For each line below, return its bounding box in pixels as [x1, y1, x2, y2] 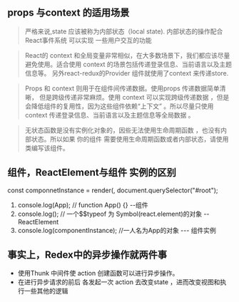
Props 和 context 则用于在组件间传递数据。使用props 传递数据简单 [24, 84, 220, 93]
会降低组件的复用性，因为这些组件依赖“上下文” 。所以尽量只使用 [24, 102, 214, 110]
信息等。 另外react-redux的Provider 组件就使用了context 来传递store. [24, 68, 229, 77]
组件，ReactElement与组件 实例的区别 [7, 167, 176, 179]
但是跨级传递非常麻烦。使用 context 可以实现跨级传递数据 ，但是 [39, 93, 230, 101]
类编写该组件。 [24, 143, 69, 152]
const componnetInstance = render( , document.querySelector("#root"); [7, 186, 219, 194]
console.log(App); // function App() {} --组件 [17, 200, 148, 209]
